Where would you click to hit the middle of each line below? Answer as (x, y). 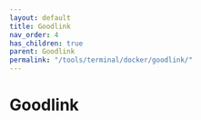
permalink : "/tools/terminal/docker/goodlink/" (101, 60)
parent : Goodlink (42, 52)
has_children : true (46, 43)
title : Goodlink (40, 26)
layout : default (40, 18)
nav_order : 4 (34, 35)
